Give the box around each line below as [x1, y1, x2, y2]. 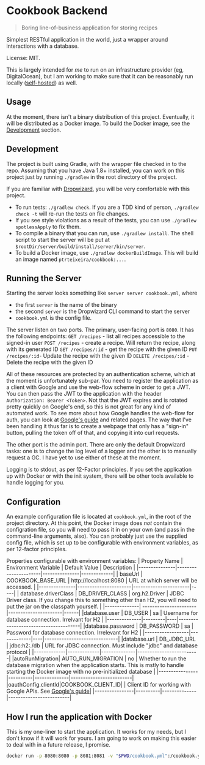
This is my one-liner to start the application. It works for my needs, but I [6, 728, 186, 735]
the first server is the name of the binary [15, 301, 117, 309]
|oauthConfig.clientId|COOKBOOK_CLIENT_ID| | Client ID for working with [6, 681, 191, 688]
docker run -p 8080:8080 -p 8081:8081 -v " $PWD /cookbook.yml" [6, 753, 168, 759]
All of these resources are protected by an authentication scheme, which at [6, 371, 196, 378]
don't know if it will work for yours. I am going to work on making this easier [6, 734, 197, 742]
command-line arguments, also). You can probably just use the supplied [6, 532, 187, 540]
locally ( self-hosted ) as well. [6, 79, 77, 86]
